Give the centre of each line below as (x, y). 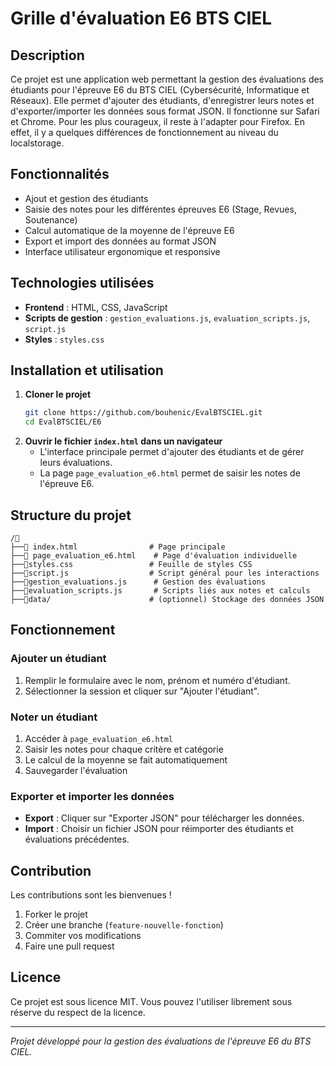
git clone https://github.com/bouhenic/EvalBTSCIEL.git (143, 413)
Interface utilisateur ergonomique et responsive (122, 251)
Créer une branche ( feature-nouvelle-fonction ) (124, 925)
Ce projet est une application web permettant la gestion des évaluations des (167, 79)
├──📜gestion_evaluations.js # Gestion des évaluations (138, 582)
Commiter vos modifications (83, 936)
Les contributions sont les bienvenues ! (91, 895)
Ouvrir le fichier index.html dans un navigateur (123, 441)
